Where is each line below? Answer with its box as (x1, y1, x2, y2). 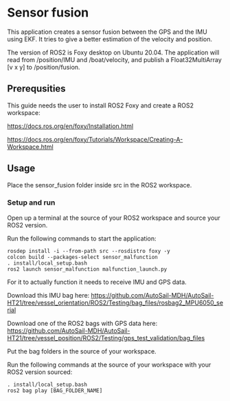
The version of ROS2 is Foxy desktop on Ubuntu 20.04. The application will (7, 48, 220, 56)
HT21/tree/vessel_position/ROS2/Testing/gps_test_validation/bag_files (7, 333, 205, 342)
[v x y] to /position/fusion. (7, 63, 80, 71)
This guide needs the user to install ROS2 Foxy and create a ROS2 (7, 101, 194, 110)
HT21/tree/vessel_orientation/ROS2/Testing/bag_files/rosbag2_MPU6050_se (7, 298, 224, 307)
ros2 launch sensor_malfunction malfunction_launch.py (7, 265, 168, 273)
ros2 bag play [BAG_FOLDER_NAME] (7, 387, 103, 394)
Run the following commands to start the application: (7, 234, 157, 243)
